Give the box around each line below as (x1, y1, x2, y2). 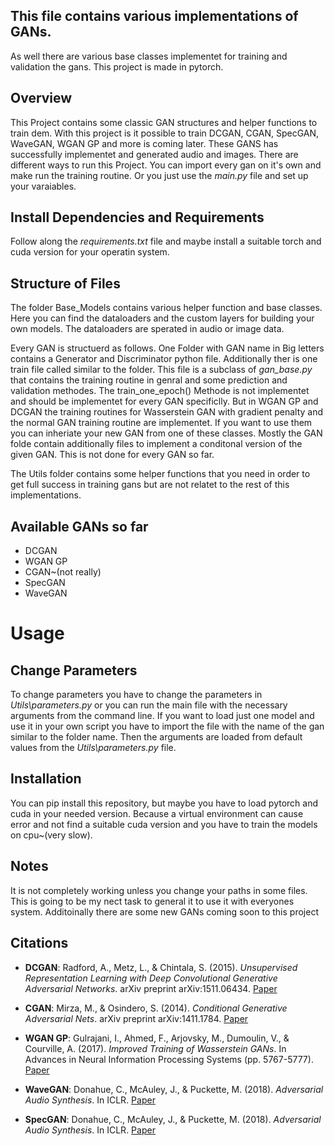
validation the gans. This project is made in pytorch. (10, 60, 224, 73)
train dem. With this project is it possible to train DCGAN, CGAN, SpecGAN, (10, 127, 320, 139)
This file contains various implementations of (10, 8, 299, 25)
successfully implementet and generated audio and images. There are (10, 148, 299, 160)
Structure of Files (10, 275, 121, 292)
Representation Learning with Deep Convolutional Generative (24, 972, 278, 984)
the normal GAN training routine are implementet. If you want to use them (10, 417, 313, 429)
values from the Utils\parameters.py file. (10, 742, 177, 754)
